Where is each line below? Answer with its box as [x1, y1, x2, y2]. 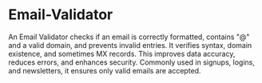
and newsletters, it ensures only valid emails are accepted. [8, 65, 201, 75]
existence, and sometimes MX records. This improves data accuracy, [8, 49, 236, 58]
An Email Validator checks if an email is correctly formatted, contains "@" [8, 32, 250, 41]
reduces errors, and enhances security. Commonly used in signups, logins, [8, 57, 256, 67]
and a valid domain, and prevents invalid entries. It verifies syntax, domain [8, 40, 252, 49]
